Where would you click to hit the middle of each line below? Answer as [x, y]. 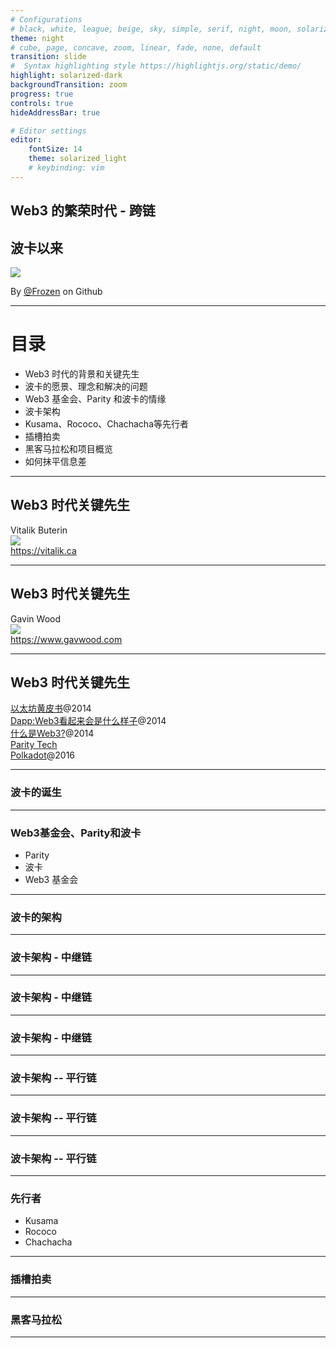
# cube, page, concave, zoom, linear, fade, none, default [136, 47]
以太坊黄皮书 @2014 [51, 708]
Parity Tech [34, 745]
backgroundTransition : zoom [69, 85]
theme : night [37, 38]
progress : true [42, 94]
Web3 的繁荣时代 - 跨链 [83, 211]
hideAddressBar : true [55, 112]
